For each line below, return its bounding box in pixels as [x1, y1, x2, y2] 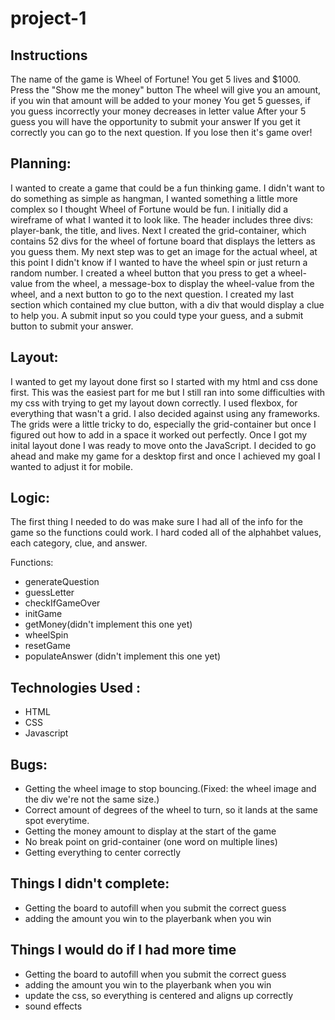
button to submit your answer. [10, 320, 134, 332]
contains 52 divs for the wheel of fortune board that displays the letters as [10, 235, 316, 247]
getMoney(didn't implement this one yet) [24, 618, 193, 631]
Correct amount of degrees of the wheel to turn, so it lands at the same [24, 804, 319, 816]
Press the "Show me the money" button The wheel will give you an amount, [10, 84, 322, 96]
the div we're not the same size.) [24, 793, 160, 806]
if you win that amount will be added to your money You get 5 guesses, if [10, 95, 311, 106]
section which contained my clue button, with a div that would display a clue [10, 298, 325, 311]
